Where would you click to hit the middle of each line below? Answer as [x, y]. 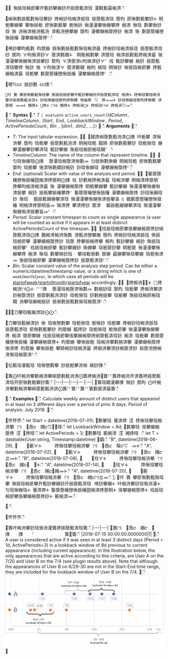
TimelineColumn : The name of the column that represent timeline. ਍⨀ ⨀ [87, 155]
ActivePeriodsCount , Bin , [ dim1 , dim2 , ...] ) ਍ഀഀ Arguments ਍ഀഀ [71, 126]
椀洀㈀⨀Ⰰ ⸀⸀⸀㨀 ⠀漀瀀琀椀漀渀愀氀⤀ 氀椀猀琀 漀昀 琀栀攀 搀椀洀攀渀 [87, 289]
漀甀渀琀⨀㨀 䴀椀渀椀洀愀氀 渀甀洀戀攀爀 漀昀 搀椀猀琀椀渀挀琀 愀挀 [86, 235]
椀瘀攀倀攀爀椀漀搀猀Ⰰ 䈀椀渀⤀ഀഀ [41, 496]
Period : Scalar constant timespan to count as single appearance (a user [87, 217]
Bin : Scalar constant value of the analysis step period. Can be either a [85, 266]
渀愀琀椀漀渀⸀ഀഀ [21, 354]
